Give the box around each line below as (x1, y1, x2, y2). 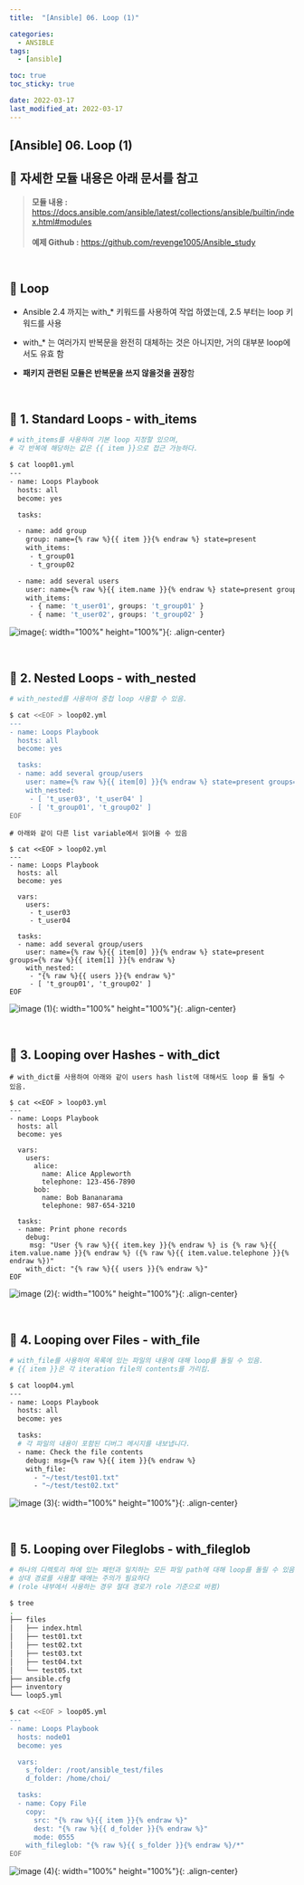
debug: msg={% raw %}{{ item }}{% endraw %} (25, 1456, 196, 1465)
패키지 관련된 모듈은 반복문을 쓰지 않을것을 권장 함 (22, 367, 195, 378)
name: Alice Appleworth (42, 1169, 131, 1179)
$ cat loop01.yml (9, 461, 75, 470)
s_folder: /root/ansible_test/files (25, 1766, 165, 1775)
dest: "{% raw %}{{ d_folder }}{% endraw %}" (33, 1824, 208, 1833)
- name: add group (17, 527, 88, 536)
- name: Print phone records (17, 1225, 128, 1234)
